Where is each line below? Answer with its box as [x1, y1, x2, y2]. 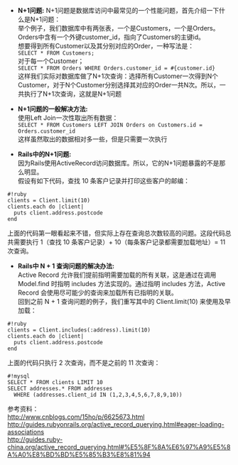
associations [7, 428, 45, 436]
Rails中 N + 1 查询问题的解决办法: [17, 262, 115, 270]
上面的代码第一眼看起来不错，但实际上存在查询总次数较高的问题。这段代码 [7, 229, 225, 237]
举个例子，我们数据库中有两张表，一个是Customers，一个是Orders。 [17, 24, 220, 32]
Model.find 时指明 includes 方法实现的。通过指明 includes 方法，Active [17, 280, 226, 288]
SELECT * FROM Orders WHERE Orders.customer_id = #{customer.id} [17, 65, 215, 72]
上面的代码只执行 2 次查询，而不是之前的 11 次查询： [7, 359, 161, 367]
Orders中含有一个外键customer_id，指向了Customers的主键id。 [17, 33, 205, 41]
